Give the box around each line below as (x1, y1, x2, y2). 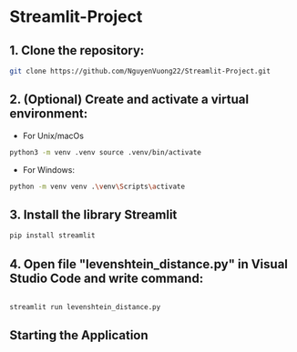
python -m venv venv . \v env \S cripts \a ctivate (9, 182, 185, 191)
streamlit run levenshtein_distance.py (9, 302, 161, 311)
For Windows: (22, 164, 76, 175)
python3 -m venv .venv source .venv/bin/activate (9, 147, 202, 156)
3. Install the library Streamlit (9, 206, 178, 222)
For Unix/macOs (22, 130, 85, 141)
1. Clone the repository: (9, 43, 145, 58)
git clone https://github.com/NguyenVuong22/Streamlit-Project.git (9, 66, 271, 75)
